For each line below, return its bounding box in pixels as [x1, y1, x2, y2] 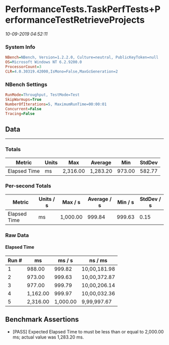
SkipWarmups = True [5, 97, 42, 102]
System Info [5, 43, 36, 50]
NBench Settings [5, 81, 48, 88]
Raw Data [5, 232, 29, 239]
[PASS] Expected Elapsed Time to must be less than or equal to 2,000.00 [12, 328, 164, 334]
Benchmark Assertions [5, 315, 79, 324]
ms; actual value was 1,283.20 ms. [12, 334, 84, 340]
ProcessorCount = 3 [5, 64, 42, 69]
